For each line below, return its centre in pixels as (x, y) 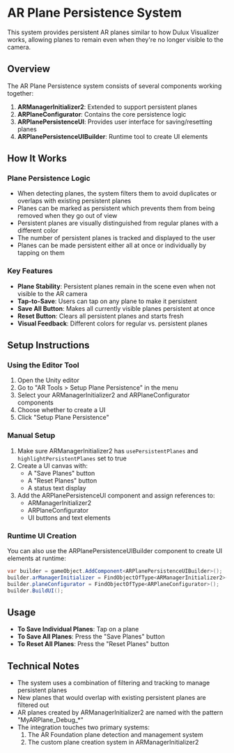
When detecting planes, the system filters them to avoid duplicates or (117, 193)
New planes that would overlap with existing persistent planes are (112, 698)
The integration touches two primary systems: (83, 727)
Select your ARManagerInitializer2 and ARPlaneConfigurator (103, 395)
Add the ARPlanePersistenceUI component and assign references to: (116, 495)
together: (20, 93)
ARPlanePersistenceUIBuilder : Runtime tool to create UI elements (112, 136)
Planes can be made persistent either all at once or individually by (112, 245)
